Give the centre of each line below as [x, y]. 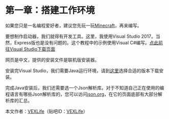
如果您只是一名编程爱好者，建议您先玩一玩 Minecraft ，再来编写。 [74, 25]
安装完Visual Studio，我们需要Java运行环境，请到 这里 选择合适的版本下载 [82, 70]
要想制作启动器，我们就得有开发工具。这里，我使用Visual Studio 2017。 [81, 36]
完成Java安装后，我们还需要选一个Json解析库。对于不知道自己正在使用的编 [85, 87]
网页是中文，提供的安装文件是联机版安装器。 [52, 59]
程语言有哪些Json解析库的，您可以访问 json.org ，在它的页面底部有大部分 [82, 94]
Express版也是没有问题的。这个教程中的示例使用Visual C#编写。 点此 [86, 42]
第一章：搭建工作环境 [50, 10]
